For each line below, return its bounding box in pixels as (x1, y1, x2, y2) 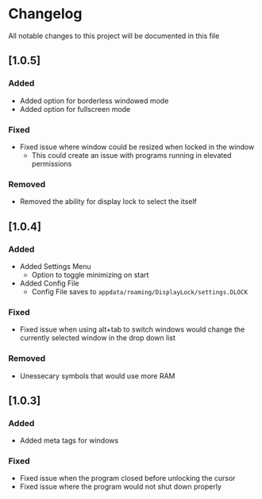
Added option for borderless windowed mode (19, 96, 169, 106)
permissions (31, 159, 72, 168)
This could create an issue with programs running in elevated (31, 150, 232, 159)
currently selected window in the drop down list (19, 333, 176, 343)
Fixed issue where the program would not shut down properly (19, 482, 222, 492)
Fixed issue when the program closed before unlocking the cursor (19, 474, 236, 483)
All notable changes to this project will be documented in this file (8, 31, 220, 40)
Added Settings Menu (19, 261, 91, 271)
